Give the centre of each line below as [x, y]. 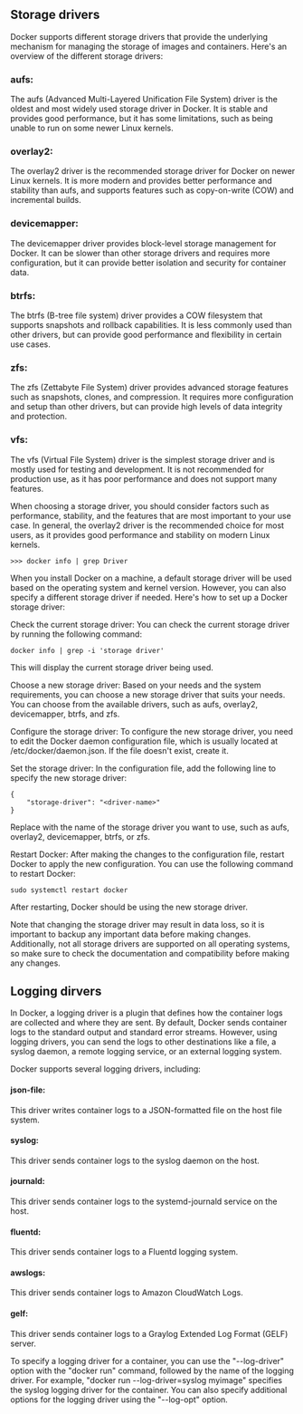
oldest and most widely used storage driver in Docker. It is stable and [139, 109]
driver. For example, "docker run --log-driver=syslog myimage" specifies [147, 1380]
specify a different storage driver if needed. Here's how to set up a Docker [149, 597]
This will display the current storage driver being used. [112, 667]
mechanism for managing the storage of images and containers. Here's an [149, 46]
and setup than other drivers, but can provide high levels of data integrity [147, 407]
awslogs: [28, 1273]
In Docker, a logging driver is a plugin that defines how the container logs [147, 1013]
